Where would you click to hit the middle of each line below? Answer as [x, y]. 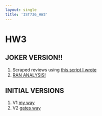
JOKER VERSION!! [34, 58]
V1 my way [23, 102]
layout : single [21, 10]
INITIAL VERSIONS [35, 90]
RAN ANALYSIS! [29, 75]
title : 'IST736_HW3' [27, 14]
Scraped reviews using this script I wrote [54, 69]
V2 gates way [26, 108]
